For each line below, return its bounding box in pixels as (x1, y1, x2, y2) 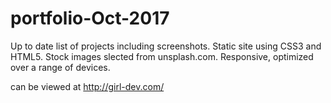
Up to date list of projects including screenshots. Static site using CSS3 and (10, 40, 322, 52)
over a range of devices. (10, 61, 111, 73)
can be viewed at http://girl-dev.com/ (10, 80, 165, 92)
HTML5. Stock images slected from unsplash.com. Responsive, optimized (10, 50, 314, 62)
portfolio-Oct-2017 (10, 7, 170, 30)
